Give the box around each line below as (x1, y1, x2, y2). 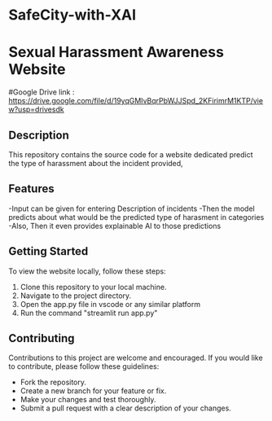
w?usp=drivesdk (8, 104, 64, 115)
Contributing (8, 331, 75, 345)
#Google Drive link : (8, 87, 75, 97)
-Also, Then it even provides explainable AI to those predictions (8, 221, 222, 230)
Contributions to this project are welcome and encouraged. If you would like (8, 353, 263, 363)
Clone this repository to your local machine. (20, 282, 167, 292)
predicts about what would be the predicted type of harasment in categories (8, 212, 265, 221)
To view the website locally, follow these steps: (8, 266, 166, 276)
